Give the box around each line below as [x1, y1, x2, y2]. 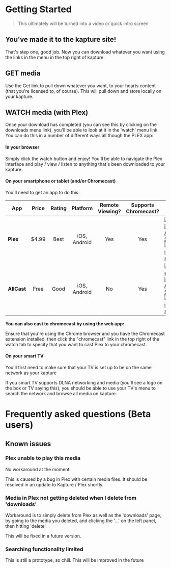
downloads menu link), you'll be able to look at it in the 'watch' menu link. [5, 127, 159, 133]
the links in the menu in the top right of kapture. [5, 54, 105, 60]
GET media [5, 69, 41, 78]
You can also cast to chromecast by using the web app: [5, 320, 125, 327]
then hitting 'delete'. [5, 523, 47, 529]
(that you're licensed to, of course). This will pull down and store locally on [5, 88, 162, 94]
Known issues [5, 440, 51, 448]
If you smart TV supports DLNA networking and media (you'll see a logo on [5, 379, 163, 385]
